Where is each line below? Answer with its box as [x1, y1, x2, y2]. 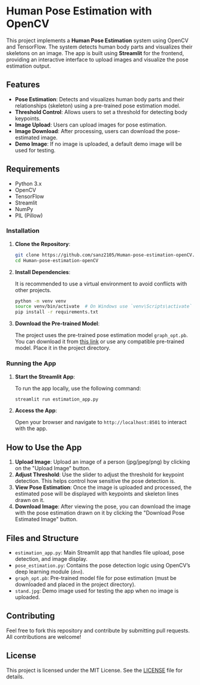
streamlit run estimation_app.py [14, 396, 99, 402]
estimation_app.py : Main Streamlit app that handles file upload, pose [14, 549, 184, 556]
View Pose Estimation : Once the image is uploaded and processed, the [14, 484, 192, 491]
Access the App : [14, 407, 57, 414]
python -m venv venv [14, 298, 66, 304]
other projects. [14, 286, 51, 293]
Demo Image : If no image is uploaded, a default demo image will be [14, 140, 182, 148]
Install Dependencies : [14, 268, 71, 275]
